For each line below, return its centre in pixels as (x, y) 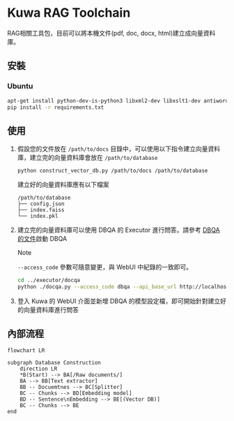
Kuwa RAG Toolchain (69, 13)
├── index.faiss (41, 210)
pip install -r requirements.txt (56, 107)
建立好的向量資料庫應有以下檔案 (63, 185)
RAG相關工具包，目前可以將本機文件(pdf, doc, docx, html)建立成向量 (106, 33)
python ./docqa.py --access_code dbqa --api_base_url (97, 287)
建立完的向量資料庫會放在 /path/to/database (94, 158)
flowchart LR (26, 350)
